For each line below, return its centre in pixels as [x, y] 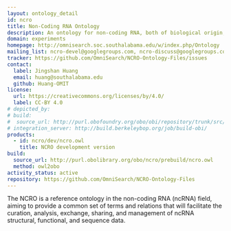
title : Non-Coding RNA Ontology [53, 26]
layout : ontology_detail [43, 13]
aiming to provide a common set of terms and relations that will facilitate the [114, 206]
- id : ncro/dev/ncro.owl [49, 141]
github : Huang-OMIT [41, 84]
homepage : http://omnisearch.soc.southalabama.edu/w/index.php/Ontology [113, 45]
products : [21, 134]
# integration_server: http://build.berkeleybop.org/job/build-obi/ [107, 128]
